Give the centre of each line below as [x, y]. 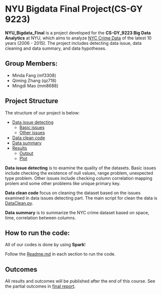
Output [26, 153]
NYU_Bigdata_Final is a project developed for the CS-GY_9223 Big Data [78, 33]
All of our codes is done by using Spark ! [45, 245]
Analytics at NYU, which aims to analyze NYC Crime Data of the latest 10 [78, 38]
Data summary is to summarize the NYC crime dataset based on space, [77, 212]
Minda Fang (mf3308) [34, 75]
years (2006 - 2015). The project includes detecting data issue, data [73, 43]
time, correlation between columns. [41, 218]
